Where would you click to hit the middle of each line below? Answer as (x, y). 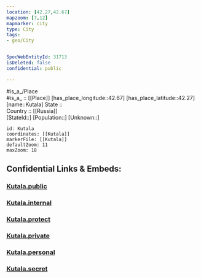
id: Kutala (20, 129)
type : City (20, 29)
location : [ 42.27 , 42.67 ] (38, 12)
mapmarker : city (27, 23)
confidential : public (34, 68)
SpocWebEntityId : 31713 (37, 57)
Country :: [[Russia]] (32, 110)
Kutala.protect (29, 219)
